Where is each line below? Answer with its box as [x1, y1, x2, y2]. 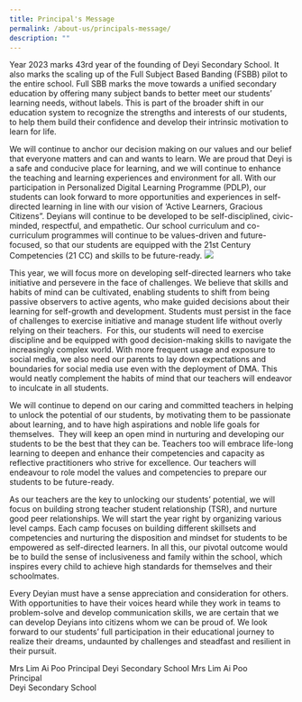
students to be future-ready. [9, 477, 114, 488]
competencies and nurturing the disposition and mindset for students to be [9, 533, 288, 543]
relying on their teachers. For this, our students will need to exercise [9, 325, 264, 336]
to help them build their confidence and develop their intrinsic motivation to [9, 117, 288, 128]
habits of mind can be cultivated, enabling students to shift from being [9, 287, 270, 297]
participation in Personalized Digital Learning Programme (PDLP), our [9, 182, 267, 193]
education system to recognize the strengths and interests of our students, [9, 107, 288, 118]
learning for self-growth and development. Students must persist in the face [9, 306, 291, 317]
